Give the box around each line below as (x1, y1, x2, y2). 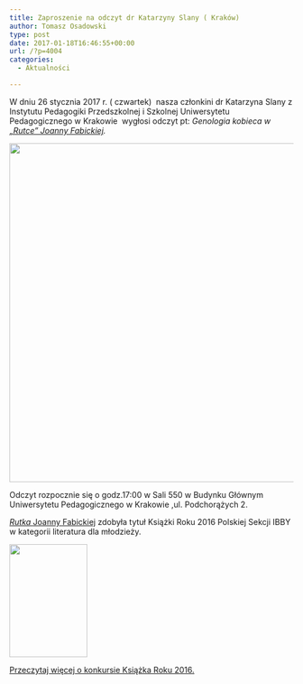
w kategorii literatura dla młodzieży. (9, 526, 142, 537)
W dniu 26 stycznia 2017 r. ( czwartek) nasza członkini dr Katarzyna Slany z (9, 96, 293, 107)
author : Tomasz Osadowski (9, 22, 106, 31)
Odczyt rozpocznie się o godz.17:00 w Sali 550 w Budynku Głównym (9, 489, 264, 500)
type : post (9, 30, 50, 39)
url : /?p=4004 (9, 47, 63, 56)
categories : (9, 55, 54, 64)
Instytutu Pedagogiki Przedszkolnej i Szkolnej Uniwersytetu (9, 106, 230, 117)
